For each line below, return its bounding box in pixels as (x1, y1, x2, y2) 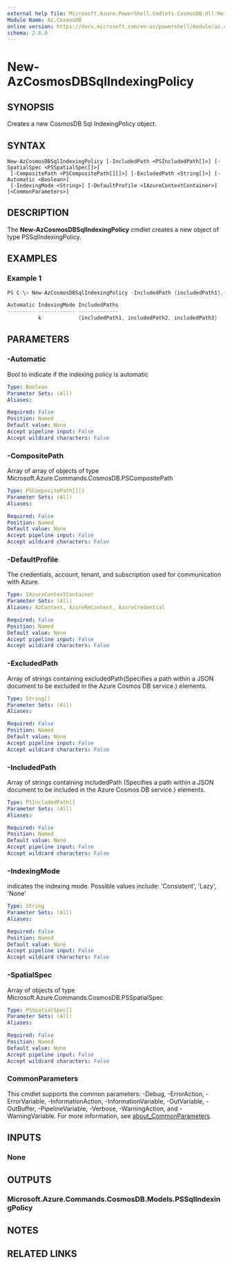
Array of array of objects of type (7, 467, 99, 475)
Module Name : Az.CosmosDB (7, 17, 81, 24)
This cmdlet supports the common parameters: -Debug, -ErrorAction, (7, 1090, 205, 1098)
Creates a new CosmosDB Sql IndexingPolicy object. (7, 120, 157, 128)
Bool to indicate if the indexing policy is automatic (7, 370, 148, 378)
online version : (7, 23, 54, 30)
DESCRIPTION (7, 207, 69, 219)
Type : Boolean (7, 383, 48, 391)
